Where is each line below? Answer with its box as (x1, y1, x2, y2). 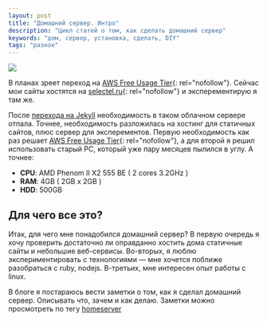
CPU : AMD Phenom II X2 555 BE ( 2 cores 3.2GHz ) (19, 168, 189, 178)
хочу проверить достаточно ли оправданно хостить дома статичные (8, 237, 243, 247)
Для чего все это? (8, 208, 104, 221)
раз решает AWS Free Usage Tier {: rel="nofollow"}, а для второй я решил (8, 136, 255, 146)
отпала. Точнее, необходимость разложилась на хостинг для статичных (8, 119, 256, 128)
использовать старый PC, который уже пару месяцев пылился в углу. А (8, 144, 253, 154)
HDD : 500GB (19, 185, 63, 195)
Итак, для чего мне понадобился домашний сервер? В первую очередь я (8, 229, 260, 239)
